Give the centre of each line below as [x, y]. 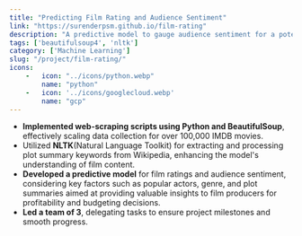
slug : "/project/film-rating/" [68, 59]
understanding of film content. [79, 165]
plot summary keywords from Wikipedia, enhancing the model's [140, 155]
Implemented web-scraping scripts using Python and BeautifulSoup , [153, 127]
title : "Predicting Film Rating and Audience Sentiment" [118, 17]
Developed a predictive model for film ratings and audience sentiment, [154, 174]
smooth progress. [55, 222]
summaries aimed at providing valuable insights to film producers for [149, 193]
